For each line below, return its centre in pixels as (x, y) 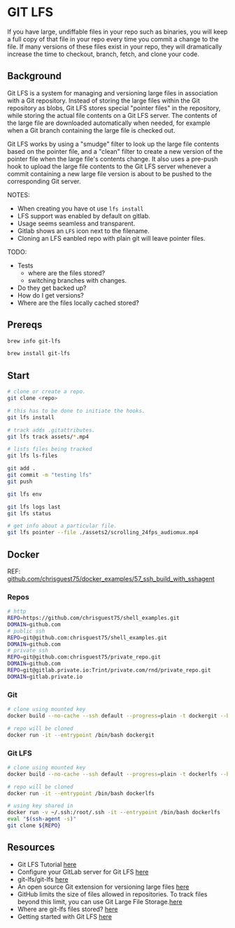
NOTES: (19, 194)
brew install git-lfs (39, 354)
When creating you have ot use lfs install (80, 208)
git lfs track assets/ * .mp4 (48, 437)
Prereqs (25, 325)
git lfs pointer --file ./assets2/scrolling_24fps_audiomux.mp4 (103, 533)
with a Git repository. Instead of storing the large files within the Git (104, 100)
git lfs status (29, 513)
